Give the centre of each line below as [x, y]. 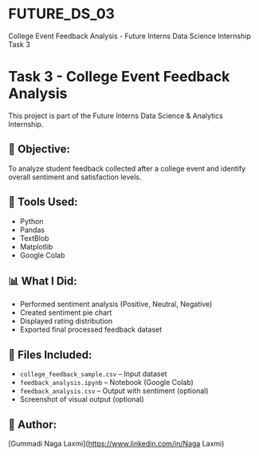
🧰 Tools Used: [43, 202]
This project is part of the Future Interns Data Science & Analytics [116, 116]
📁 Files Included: [50, 354]
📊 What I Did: [43, 281]
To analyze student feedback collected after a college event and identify [127, 168]
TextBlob [34, 238]
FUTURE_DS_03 [62, 14]
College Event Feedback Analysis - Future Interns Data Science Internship [129, 36]
